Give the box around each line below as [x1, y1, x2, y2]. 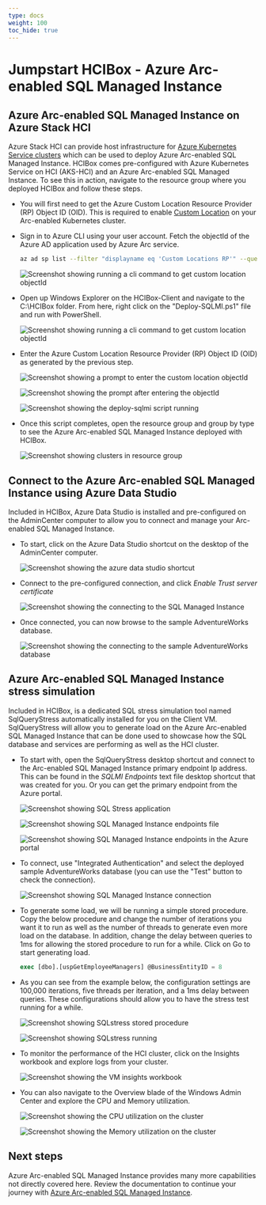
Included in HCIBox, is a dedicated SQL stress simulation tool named [8, 706, 232, 715]
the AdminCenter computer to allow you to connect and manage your [8, 516, 234, 525]
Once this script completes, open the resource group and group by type [19, 419, 255, 428]
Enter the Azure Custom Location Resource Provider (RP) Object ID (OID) [19, 349, 258, 358]
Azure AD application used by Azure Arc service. [19, 240, 180, 249]
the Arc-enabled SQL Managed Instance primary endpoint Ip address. [19, 763, 248, 772]
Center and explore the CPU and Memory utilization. [19, 1096, 191, 1105]
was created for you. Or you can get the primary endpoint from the [19, 780, 237, 790]
